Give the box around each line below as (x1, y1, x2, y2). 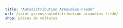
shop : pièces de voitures (5, 16, 57, 20)
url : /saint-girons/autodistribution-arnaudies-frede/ (5, 11, 119, 16)
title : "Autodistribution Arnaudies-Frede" (5, 7, 95, 12)
